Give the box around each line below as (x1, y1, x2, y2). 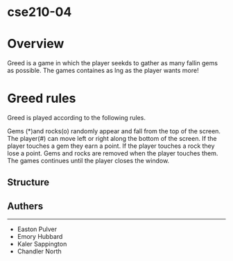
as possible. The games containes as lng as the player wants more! (7, 67, 199, 75)
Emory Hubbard (17, 233, 63, 241)
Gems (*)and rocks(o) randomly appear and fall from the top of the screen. (7, 127, 221, 135)
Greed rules (7, 91, 76, 106)
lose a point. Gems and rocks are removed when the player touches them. (7, 149, 218, 158)
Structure (7, 176, 50, 188)
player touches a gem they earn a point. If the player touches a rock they (7, 142, 215, 150)
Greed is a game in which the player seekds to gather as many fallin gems (7, 59, 218, 67)
